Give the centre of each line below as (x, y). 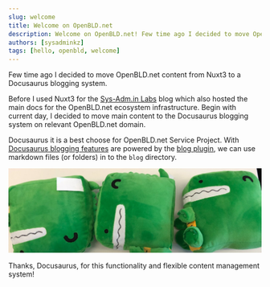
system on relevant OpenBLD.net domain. (77, 125)
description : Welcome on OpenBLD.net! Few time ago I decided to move (129, 34)
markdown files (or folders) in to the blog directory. (93, 158)
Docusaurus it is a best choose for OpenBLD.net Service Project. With (124, 140)
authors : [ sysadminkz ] (46, 43)
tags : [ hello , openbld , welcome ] (64, 51)
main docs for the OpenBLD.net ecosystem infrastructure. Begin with (123, 108)
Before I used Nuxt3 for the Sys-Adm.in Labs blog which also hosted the (128, 99)
